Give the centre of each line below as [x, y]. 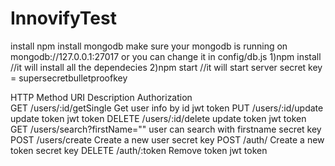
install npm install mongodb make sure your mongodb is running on [149, 46]
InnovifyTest [63, 18]
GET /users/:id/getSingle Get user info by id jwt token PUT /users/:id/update [167, 108]
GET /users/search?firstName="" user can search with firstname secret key [166, 129]
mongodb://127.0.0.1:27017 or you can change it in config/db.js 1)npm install [166, 56]
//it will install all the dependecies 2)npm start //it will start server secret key [166, 67]
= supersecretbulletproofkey [69, 78]
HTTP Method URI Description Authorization [101, 97]
